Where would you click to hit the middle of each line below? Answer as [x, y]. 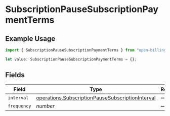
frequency [19, 106]
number [45, 106]
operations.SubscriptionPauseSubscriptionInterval [96, 98]
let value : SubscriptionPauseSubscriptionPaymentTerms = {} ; [71, 59]
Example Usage [30, 39]
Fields [15, 75]
